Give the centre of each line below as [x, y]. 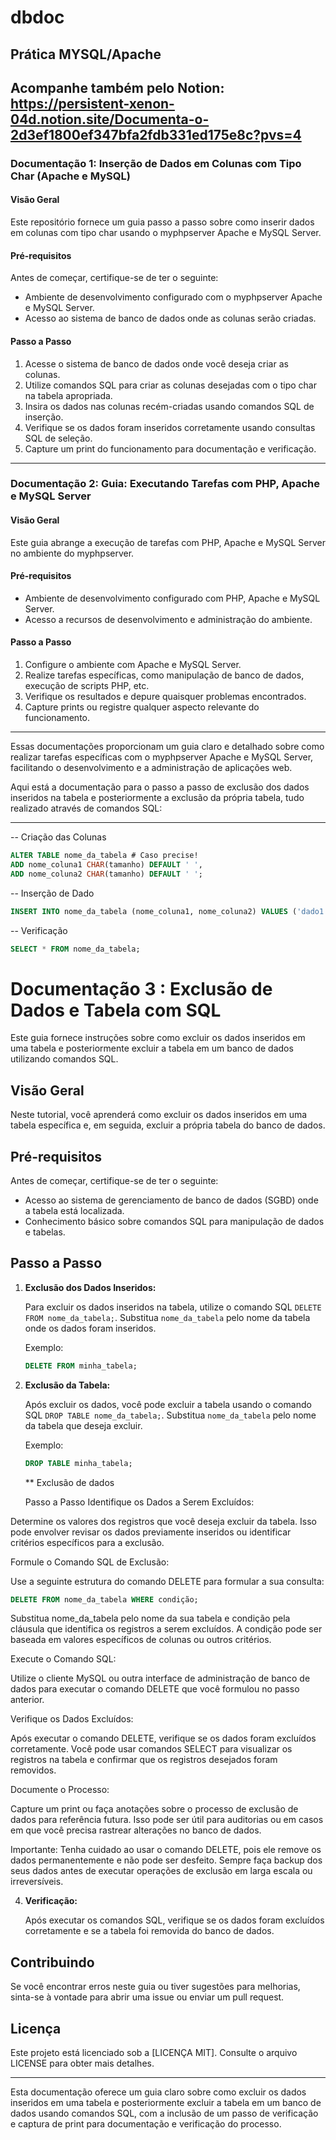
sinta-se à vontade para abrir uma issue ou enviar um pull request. [147, 1997]
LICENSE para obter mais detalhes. [82, 2063]
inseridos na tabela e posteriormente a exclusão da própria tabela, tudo [157, 798]
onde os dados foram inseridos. [90, 1328]
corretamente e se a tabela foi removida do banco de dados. [149, 1931]
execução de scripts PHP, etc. [87, 686]
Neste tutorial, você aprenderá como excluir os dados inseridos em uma [159, 1115]
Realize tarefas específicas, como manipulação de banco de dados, [164, 675]
